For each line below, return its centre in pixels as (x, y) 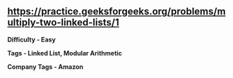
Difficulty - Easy (32, 39)
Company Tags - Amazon (45, 67)
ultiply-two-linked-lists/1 (63, 23)
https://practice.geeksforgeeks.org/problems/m (116, 12)
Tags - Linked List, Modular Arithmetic (65, 53)
